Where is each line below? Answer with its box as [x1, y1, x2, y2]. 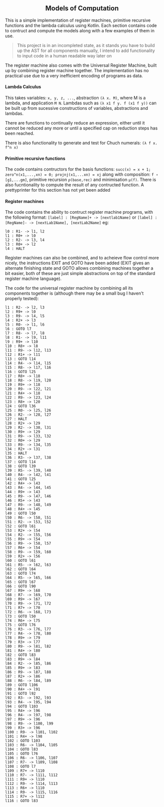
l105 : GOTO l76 [5, 751, 38, 757]
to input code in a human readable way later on [17, 52, 112, 58]
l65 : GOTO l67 [5, 580, 36, 585]
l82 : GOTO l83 [5, 653, 36, 657]
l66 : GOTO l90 [5, 584, 36, 589]
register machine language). [5, 276, 62, 281]
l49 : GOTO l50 [5, 511, 36, 516]
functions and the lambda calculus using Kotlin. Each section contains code [5, 22, 157, 28]
